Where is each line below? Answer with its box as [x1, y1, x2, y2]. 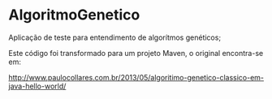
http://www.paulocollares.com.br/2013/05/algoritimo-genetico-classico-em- [8, 72, 265, 82]
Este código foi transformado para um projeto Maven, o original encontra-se [8, 48, 264, 58]
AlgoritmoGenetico [8, 6, 140, 24]
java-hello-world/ [8, 81, 67, 91]
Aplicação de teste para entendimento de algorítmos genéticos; [8, 32, 222, 42]
